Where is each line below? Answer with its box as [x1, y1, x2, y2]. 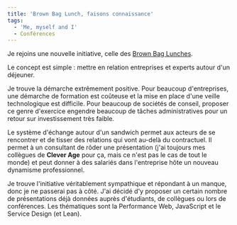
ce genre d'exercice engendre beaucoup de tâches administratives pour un [7, 107, 228, 115]
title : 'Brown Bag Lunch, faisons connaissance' [7, 10, 154, 18]
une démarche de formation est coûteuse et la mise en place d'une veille [7, 92, 220, 100]
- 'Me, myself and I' [13, 23, 78, 30]
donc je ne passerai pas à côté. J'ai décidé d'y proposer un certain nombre [7, 187, 228, 195]
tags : [7, 17, 23, 24]
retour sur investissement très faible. [7, 115, 115, 123]
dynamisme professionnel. [7, 166, 85, 174]
